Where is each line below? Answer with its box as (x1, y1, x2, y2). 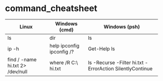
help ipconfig (49, 42, 80, 49)
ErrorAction (88, 65, 114, 72)
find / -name (7, 56, 37, 63)
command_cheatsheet (5, 3, 98, 14)
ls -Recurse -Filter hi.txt (88, 59, 144, 66)
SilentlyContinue (114, 65, 153, 72)
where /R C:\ (49, 59, 79, 66)
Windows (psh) (103, 23, 140, 30)
